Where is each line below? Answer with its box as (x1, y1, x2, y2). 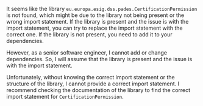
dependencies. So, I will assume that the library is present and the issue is (6, 56, 193, 62)
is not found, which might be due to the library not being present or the (6, 12, 185, 19)
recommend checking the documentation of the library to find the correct (6, 87, 191, 93)
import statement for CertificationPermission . (6, 93, 124, 100)
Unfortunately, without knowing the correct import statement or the (6, 74, 175, 81)
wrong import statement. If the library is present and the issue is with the (6, 18, 189, 25)
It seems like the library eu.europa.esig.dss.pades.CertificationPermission (6, 5, 198, 12)
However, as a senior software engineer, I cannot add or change (6, 49, 168, 56)
